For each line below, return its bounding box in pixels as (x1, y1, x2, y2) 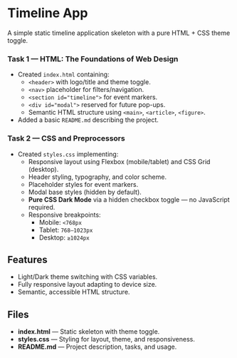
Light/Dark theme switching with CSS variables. (17, 272, 158, 281)
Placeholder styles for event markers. (28, 180, 139, 188)
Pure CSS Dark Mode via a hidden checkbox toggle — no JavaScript (28, 195, 230, 204)
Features (7, 253, 48, 265)
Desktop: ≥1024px (38, 233, 90, 242)
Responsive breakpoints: (28, 210, 101, 219)
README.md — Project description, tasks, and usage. (17, 342, 177, 351)
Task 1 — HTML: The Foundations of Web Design (7, 53, 179, 63)
